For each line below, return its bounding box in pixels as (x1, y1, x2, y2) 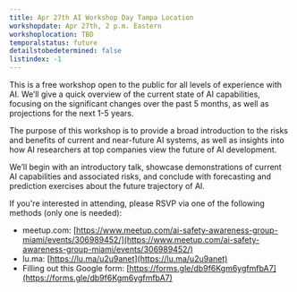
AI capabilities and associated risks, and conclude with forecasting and (9, 171, 271, 182)
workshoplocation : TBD (9, 30, 94, 39)
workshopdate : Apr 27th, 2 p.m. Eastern (9, 21, 163, 30)
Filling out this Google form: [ (21, 263, 130, 273)
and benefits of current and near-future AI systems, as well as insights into (9, 135, 284, 145)
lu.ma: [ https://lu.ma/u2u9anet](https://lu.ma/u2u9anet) (21, 253, 228, 264)
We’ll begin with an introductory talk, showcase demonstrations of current (9, 162, 282, 172)
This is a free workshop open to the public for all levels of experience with (9, 80, 283, 90)
